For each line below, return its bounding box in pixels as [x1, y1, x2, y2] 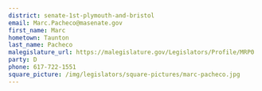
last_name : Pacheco [8, 41, 73, 49]
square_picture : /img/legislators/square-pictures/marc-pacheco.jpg [8, 70, 240, 78]
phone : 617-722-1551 [8, 63, 77, 71]
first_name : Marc [8, 26, 66, 34]
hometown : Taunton [8, 33, 69, 42]
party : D [8, 56, 37, 64]
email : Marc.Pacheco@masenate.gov [8, 19, 123, 27]
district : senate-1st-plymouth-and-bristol [8, 11, 155, 20]
